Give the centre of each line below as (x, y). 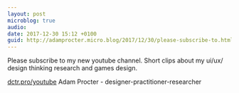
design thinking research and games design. (72, 68)
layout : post (27, 14)
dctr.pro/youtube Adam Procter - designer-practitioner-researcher (105, 82)
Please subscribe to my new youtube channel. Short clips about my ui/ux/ (115, 60)
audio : (17, 27)
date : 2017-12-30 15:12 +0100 (52, 34)
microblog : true (31, 21)
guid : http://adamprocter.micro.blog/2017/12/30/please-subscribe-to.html (121, 40)
